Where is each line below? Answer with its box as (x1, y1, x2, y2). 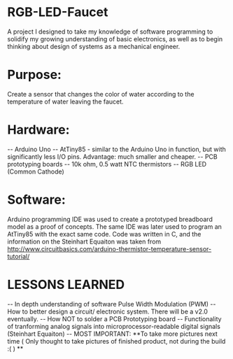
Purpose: (7, 67, 62, 83)
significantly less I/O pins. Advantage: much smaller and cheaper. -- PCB (7, 152, 218, 161)
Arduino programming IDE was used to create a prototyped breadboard (7, 215, 213, 223)
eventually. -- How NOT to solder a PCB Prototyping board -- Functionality (7, 314, 222, 323)
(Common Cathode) (7, 167, 64, 176)
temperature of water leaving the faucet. (7, 97, 124, 106)
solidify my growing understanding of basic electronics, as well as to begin (7, 34, 223, 43)
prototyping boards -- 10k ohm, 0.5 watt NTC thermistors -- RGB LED (7, 160, 207, 168)
